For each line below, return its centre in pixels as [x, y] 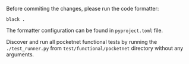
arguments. [20, 55]
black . [16, 20]
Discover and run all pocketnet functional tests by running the [82, 42]
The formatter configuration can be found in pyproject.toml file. [85, 30]
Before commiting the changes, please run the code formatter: [83, 9]
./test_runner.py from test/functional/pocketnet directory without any [95, 48]
